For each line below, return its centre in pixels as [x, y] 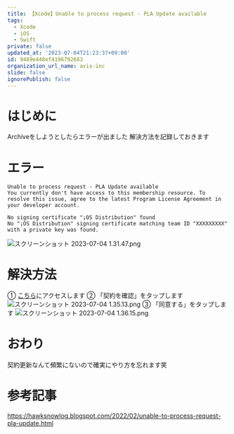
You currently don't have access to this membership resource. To [106, 193]
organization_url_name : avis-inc [56, 66]
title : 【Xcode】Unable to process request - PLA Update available [107, 14]
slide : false [26, 72]
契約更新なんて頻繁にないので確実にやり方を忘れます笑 [87, 365]
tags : [15, 20]
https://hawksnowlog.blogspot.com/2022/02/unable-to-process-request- [114, 416]
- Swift [25, 40]
